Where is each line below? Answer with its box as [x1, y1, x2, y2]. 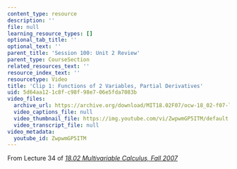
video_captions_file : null [13, 108, 93, 115]
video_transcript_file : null [13, 121, 99, 129]
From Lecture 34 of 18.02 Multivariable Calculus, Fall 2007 [7, 154, 178, 163]
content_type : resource [7, 10, 78, 18]
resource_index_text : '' [7, 69, 80, 76]
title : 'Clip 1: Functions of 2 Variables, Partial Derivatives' [7, 82, 203, 89]
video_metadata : [7, 128, 55, 135]
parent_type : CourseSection [7, 56, 90, 63]
